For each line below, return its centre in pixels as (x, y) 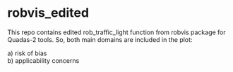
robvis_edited (48, 13)
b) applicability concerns (43, 60)
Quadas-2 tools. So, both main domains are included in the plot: (100, 39)
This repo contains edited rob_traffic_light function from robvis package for (116, 32)
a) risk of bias (27, 53)
